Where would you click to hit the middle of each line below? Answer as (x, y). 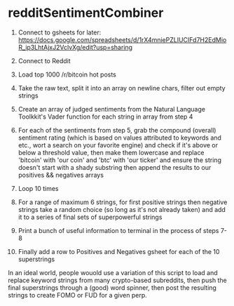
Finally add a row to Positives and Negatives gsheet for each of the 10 (119, 251)
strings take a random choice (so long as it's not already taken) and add (122, 209)
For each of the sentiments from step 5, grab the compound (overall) (117, 130)
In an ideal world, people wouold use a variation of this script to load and (113, 272)
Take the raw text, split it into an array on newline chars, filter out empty (122, 88)
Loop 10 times (38, 188)
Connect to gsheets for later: (60, 32)
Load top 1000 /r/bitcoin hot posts (67, 74)
